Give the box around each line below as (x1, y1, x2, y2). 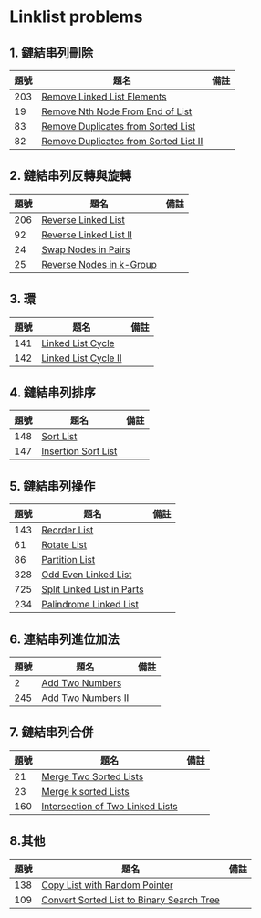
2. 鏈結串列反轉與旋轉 (9, 168, 132, 184)
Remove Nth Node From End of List (41, 105, 193, 118)
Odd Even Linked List (41, 568, 132, 581)
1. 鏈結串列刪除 (9, 45, 94, 60)
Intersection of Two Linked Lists (41, 799, 178, 812)
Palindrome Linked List (41, 598, 140, 611)
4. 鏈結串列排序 (9, 385, 96, 401)
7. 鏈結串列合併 (9, 724, 94, 741)
